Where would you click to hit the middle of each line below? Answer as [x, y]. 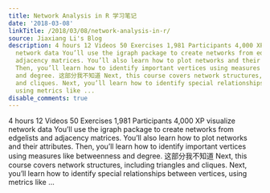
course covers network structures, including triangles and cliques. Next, [128, 165]
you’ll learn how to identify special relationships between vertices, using [128, 174]
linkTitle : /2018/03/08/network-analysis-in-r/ [90, 31]
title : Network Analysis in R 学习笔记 [73, 16]
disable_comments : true [48, 98]
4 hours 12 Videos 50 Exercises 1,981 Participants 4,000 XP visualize [122, 121]
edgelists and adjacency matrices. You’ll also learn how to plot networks [128, 138]
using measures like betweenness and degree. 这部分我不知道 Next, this [128, 156]
